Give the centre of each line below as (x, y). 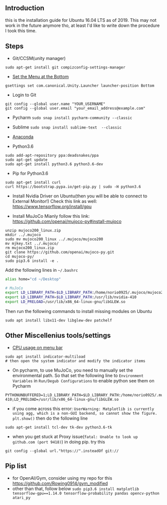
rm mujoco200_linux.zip (30, 248)
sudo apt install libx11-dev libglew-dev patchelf (59, 320)
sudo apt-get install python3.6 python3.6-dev (54, 164)
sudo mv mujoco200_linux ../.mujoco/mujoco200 (54, 239)
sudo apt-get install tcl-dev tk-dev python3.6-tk (59, 427)
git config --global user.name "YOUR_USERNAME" (55, 104)
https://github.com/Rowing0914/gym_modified (60, 483)
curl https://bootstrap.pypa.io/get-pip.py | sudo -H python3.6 (73, 187)
